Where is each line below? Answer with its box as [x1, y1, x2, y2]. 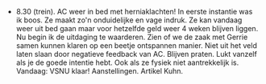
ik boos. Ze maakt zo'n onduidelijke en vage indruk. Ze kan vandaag [15, 15, 243, 25]
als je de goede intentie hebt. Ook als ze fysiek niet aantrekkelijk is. [15, 58, 239, 67]
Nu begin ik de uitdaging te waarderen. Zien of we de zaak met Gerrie [15, 32, 248, 42]
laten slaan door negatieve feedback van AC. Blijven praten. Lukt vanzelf [15, 50, 258, 58]
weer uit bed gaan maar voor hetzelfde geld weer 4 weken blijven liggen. [15, 24, 259, 33]
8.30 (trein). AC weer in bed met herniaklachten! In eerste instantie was [15, 7, 253, 16]
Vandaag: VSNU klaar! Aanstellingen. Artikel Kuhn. [15, 66, 184, 75]
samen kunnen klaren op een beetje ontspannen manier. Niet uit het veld [15, 41, 258, 50]
